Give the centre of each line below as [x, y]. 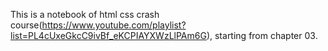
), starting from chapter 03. [262, 35]
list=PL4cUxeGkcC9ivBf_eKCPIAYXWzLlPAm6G [108, 35]
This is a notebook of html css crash [85, 14]
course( [26, 25]
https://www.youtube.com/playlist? [114, 25]
